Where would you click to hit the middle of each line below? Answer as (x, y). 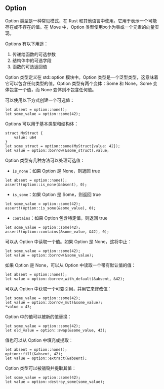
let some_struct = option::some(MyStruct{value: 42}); (63, 146)
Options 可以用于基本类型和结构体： (42, 124)
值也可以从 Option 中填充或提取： (39, 340)
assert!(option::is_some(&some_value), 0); (51, 208)
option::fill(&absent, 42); (34, 354)
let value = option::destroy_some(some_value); (55, 382)
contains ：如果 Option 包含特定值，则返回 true (60, 218)
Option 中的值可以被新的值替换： (39, 317)
